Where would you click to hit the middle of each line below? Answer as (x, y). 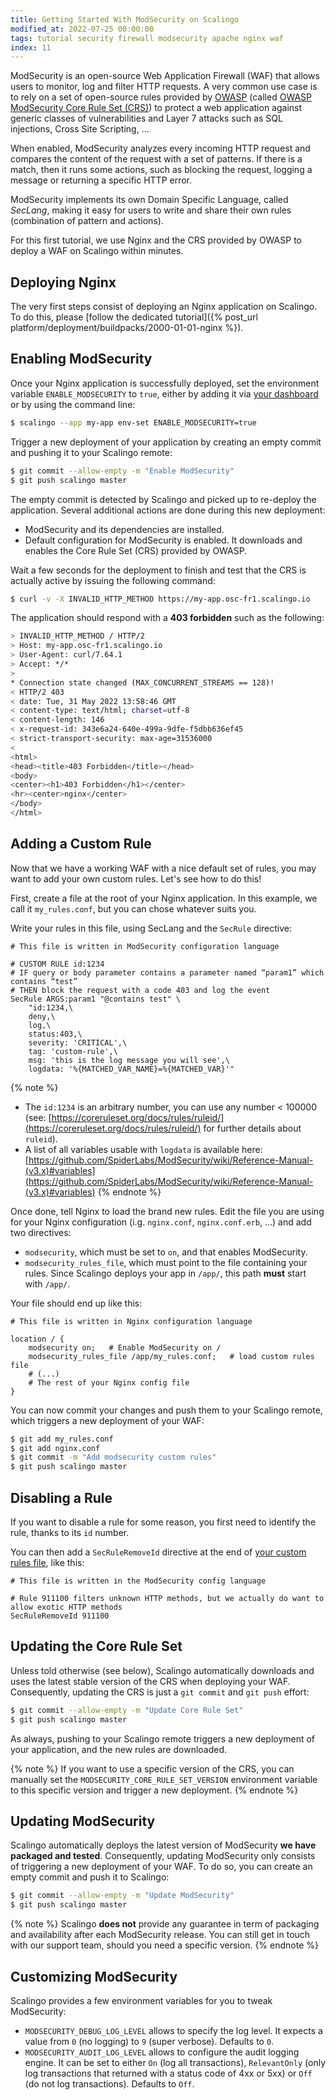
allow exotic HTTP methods (66, 1607)
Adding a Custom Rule (81, 844)
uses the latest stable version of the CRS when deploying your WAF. (150, 1681)
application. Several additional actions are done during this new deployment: (168, 510)
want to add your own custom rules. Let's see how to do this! (136, 878)
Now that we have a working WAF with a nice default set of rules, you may (163, 868)
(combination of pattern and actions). (87, 221)
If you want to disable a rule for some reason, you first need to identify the (163, 1522)
